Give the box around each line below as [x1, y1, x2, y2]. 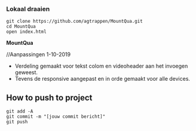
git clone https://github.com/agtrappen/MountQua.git [6, 19, 143, 25]
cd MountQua [6, 23, 36, 30]
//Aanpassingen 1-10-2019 [6, 51, 71, 58]
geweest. [14, 69, 38, 76]
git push [6, 119, 28, 125]
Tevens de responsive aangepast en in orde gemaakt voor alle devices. [14, 75, 190, 83]
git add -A [6, 108, 33, 115]
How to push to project [6, 92, 93, 103]
